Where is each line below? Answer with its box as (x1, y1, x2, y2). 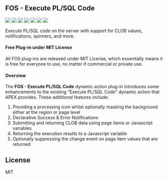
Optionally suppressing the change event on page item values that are (12, 136, 158, 142)
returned (12, 141, 31, 147)
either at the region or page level (12, 109, 80, 115)
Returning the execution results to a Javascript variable (12, 130, 127, 137)
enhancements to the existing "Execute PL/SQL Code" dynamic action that (5, 89, 160, 95)
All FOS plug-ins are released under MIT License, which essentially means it (5, 56, 163, 62)
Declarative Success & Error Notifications (12, 115, 99, 121)
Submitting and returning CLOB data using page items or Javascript (12, 120, 153, 126)
